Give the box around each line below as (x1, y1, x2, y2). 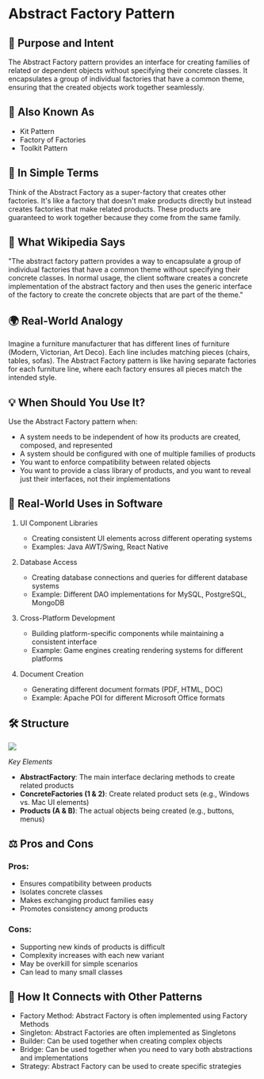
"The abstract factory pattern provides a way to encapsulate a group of (8, 257, 242, 266)
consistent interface (31, 637, 98, 646)
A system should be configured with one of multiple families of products (19, 449, 256, 459)
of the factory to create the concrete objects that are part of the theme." (8, 290, 243, 299)
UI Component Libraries (19, 518, 98, 528)
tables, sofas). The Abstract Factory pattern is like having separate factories (8, 356, 257, 365)
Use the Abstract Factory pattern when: (8, 417, 138, 426)
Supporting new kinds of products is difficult (19, 942, 166, 951)
